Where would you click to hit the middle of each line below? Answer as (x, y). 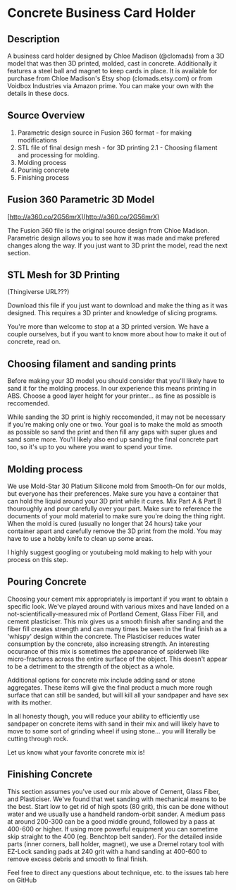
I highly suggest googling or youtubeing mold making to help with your (110, 552)
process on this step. (38, 560)
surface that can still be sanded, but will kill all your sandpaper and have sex (118, 695)
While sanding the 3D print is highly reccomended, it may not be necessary (117, 417)
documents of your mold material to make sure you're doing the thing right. (116, 516)
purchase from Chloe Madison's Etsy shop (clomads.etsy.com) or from (110, 78)
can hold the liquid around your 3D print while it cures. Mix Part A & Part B (114, 501)
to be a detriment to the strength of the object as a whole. (91, 666)
